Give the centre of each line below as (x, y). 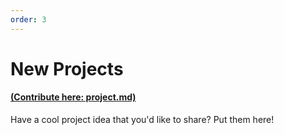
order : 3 (28, 19)
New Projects (67, 68)
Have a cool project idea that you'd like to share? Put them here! (142, 120)
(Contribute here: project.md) (73, 97)
